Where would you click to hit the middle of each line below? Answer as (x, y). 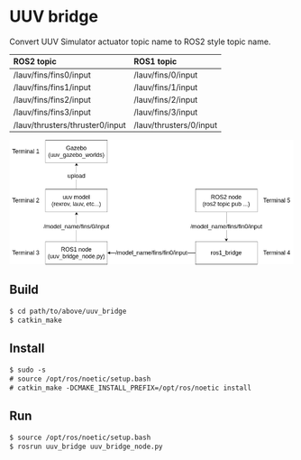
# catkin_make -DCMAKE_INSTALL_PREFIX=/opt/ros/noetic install (131, 388)
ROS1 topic (155, 61)
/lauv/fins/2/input (166, 100)
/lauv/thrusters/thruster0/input (69, 124)
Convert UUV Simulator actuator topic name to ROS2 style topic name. (140, 41)
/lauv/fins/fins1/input (52, 87)
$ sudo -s (28, 370)
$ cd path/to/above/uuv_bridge (68, 312)
